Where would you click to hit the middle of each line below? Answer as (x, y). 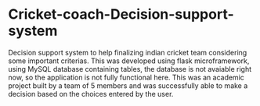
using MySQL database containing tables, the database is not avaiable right (130, 69)
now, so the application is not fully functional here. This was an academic (126, 77)
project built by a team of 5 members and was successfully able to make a (128, 85)
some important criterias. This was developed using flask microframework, (129, 61)
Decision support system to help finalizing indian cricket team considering (128, 52)
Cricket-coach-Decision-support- (121, 14)
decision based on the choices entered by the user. (91, 94)
